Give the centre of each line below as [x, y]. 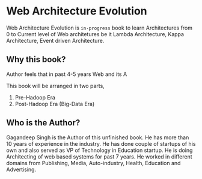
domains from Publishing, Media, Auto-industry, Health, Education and [93, 163]
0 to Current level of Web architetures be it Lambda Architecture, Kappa [95, 34]
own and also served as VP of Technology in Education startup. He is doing [99, 150]
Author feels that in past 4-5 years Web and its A [67, 74]
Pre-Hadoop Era [35, 97]
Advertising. [21, 169]
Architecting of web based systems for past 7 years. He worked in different [99, 156]
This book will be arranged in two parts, [56, 86]
